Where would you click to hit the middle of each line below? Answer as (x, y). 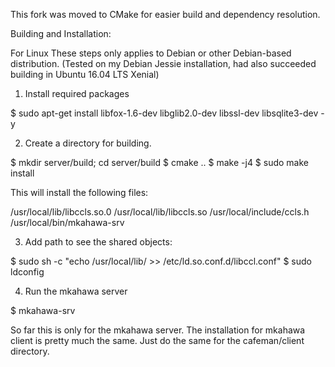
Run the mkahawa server (76, 291)
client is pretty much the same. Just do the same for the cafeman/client (157, 340)
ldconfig (27, 272)
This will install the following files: (79, 192)
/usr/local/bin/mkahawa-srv (67, 222)
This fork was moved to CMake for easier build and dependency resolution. (165, 14)
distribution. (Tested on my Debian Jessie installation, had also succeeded (163, 63)
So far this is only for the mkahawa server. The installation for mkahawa (158, 330)
